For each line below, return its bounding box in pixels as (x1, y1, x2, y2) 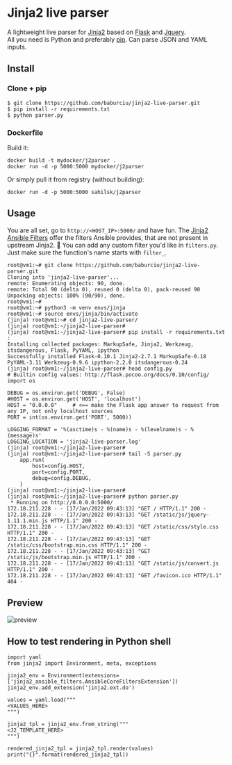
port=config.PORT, (32, 468, 85, 476)
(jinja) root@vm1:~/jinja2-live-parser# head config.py (7, 365, 172, 372)
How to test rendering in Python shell (7, 635, 172, 647)
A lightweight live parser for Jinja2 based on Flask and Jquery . (7, 28, 186, 36)
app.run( (19, 456, 45, 463)
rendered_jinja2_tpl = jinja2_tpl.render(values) (7, 746, 154, 752)
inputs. (7, 42, 27, 51)
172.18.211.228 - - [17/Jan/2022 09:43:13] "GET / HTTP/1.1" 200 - (7, 505, 207, 512)
